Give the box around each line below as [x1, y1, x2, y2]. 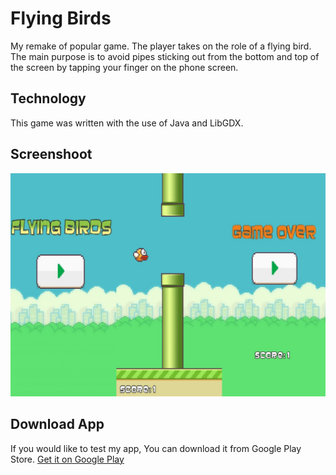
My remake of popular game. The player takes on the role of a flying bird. [10, 40, 312, 52]
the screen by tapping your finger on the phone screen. [10, 61, 239, 73]
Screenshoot [10, 146, 93, 163]
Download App [10, 416, 105, 433]
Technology [10, 90, 87, 107]
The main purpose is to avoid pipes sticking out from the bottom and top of [10, 50, 320, 62]
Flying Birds [10, 7, 112, 30]
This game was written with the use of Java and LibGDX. [10, 117, 244, 129]
